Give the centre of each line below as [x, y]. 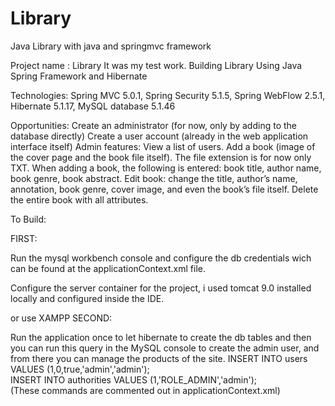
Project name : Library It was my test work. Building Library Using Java [156, 65]
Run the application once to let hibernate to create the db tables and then [161, 337]
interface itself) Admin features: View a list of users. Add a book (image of [163, 146]
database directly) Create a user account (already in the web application [159, 136]
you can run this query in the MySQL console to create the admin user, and [165, 348]
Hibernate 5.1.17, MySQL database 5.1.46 [93, 106]
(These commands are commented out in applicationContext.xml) [145, 390]
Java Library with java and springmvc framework [111, 46]
